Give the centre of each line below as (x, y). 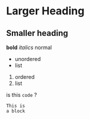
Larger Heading (45, 11)
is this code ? (22, 95)
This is (16, 106)
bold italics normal (29, 47)
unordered (28, 59)
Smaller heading (37, 33)
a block (16, 111)
